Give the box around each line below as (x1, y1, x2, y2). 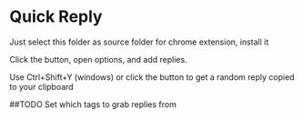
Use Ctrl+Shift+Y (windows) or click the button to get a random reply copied (9, 71, 295, 83)
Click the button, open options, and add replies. (9, 54, 188, 64)
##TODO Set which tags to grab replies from (9, 98, 177, 110)
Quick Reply (9, 6, 103, 27)
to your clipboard (9, 81, 75, 92)
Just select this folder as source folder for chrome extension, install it (9, 36, 269, 47)
